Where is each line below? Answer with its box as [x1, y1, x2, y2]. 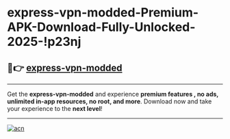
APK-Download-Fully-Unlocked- [7, 19, 196, 35]
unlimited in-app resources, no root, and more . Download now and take [7, 97, 212, 105]
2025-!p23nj [7, 34, 81, 49]
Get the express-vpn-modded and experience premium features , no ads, [7, 90, 219, 98]
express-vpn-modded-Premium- [7, 5, 199, 21]
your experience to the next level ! [7, 105, 103, 112]
